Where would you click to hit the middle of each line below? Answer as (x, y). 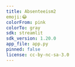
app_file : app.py (27, 44)
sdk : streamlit (25, 33)
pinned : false (23, 50)
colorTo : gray (23, 28)
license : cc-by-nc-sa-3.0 (37, 55)
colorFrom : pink (26, 22)
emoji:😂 (17, 17)
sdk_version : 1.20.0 (31, 38)
